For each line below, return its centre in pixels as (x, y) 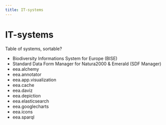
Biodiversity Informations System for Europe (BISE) (65, 58)
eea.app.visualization (34, 80)
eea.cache (23, 85)
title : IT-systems (24, 10)
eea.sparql (23, 117)
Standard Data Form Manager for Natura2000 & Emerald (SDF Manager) (87, 64)
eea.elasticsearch (30, 101)
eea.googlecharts (30, 106)
